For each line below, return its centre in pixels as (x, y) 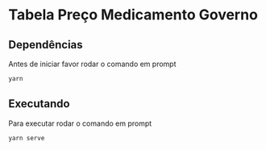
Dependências (46, 45)
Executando (39, 104)
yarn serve (27, 138)
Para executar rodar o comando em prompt (80, 123)
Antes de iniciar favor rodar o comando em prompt (92, 64)
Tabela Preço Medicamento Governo (133, 15)
